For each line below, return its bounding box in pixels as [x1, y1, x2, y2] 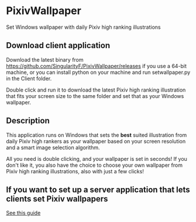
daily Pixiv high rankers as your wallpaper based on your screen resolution [6, 137, 186, 144]
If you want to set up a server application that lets [6, 184, 190, 194]
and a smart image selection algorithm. [6, 144, 101, 151]
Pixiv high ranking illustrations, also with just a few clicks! [6, 167, 145, 174]
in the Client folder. [6, 75, 52, 82]
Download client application [6, 41, 110, 51]
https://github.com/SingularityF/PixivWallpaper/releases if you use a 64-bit [6, 62, 187, 69]
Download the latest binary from [6, 56, 84, 63]
